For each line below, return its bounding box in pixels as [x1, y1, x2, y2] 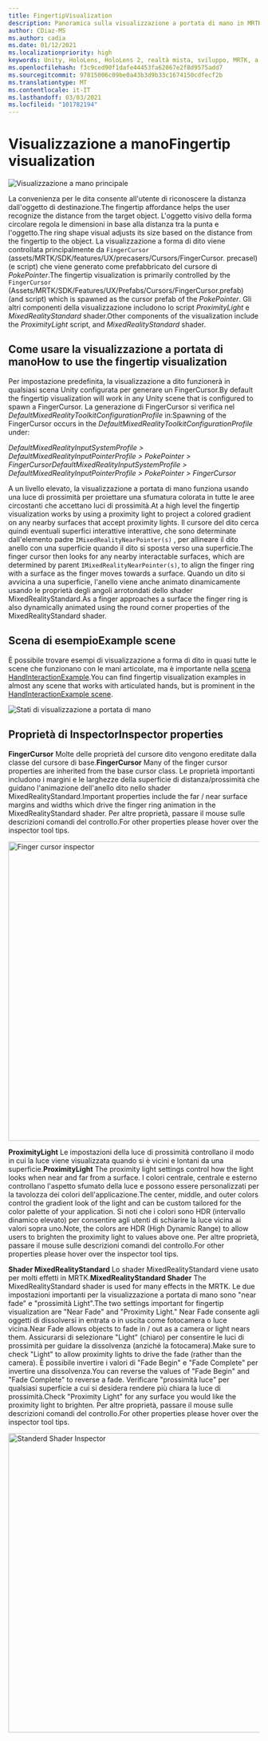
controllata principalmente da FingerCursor [8, 245, 150, 255]
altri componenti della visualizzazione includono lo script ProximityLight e [8, 303, 250, 312]
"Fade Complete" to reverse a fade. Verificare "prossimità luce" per [8, 1375, 230, 1384]
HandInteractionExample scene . [8, 689, 113, 698]
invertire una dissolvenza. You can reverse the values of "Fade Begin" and [8, 1366, 250, 1375]
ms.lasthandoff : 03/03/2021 [8, 93, 102, 101]
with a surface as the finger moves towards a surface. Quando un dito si [8, 568, 246, 578]
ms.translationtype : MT [8, 78, 88, 86]
